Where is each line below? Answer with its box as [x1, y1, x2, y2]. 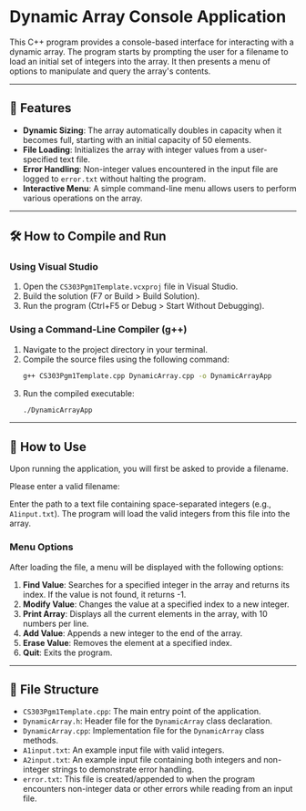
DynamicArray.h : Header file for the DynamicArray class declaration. [22, 715, 273, 726]
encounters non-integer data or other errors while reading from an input [22, 784, 293, 795]
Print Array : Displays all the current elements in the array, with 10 [22, 608, 269, 619]
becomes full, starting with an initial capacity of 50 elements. [22, 134, 252, 145]
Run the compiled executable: [22, 387, 135, 398]
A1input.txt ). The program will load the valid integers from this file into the [9, 508, 291, 519]
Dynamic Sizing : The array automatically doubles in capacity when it [22, 125, 282, 136]
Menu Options [9, 540, 74, 553]
